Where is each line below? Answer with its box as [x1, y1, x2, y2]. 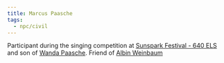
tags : [7, 16, 23, 23]
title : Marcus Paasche [7, 10, 73, 17]
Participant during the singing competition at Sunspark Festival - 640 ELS [7, 42, 217, 50]
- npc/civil [13, 23, 49, 29]
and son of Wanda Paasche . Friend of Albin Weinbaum [7, 49, 163, 57]
